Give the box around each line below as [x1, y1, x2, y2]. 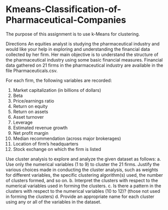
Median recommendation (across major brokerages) [13, 135, 121, 141]
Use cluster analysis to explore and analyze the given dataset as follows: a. [6, 155, 161, 162]
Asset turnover [13, 114, 44, 120]
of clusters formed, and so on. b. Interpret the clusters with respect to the [6, 177, 158, 183]
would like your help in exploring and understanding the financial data [6, 46, 150, 52]
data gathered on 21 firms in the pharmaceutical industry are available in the [6, 62, 163, 68]
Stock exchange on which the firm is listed [13, 146, 101, 152]
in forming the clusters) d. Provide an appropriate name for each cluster [6, 193, 155, 199]
